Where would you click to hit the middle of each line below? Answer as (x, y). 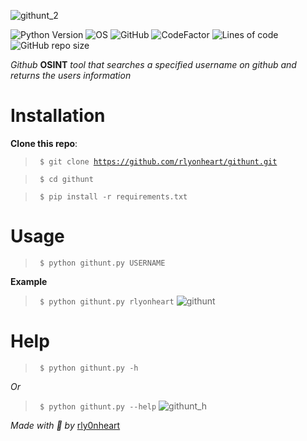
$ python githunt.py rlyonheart (107, 301)
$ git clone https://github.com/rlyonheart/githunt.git (158, 161)
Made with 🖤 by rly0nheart (65, 425)
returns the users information (71, 75)
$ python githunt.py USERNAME (102, 263)
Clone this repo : (44, 143)
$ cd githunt (66, 179)
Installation (58, 116)
